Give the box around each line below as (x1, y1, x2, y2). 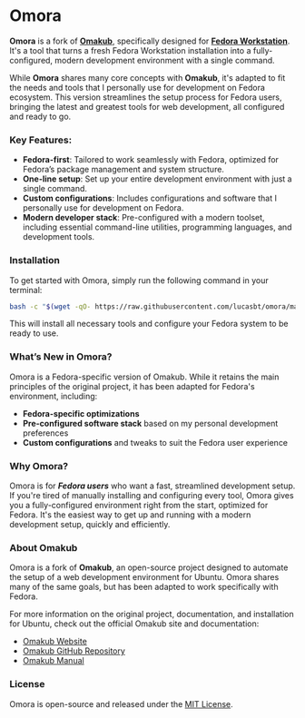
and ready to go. (9, 111, 72, 122)
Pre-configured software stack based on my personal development (22, 418, 279, 428)
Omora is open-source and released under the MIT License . (9, 698, 233, 709)
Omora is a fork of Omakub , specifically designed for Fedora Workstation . (9, 35, 290, 46)
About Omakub (9, 541, 78, 554)
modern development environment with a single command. (54, 54, 275, 65)
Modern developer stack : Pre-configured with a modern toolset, (22, 212, 265, 223)
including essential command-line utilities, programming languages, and (22, 221, 292, 232)
